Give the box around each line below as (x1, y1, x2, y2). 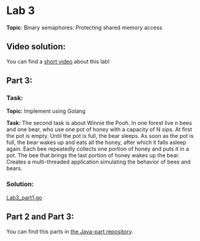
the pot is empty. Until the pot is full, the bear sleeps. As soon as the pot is (6, 132, 194, 140)
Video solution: (6, 41, 66, 52)
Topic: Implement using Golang (6, 107, 86, 115)
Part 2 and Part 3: (6, 212, 75, 222)
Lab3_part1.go (6, 193, 43, 201)
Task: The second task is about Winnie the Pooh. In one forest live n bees (6, 120, 193, 127)
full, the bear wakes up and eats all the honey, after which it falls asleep (6, 138, 187, 146)
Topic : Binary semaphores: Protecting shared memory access (6, 24, 163, 31)
